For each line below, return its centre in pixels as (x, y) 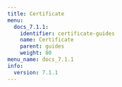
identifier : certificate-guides (67, 33)
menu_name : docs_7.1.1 (41, 60)
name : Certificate (47, 40)
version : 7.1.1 (36, 72)
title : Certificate (36, 14)
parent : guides (42, 46)
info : (15, 66)
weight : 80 (36, 53)
